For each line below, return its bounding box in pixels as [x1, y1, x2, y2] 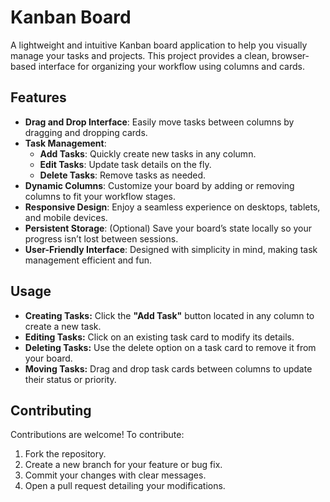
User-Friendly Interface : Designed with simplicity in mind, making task [24, 243, 318, 255]
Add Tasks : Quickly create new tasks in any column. [39, 147, 257, 160]
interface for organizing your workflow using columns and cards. [38, 60, 305, 72]
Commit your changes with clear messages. [24, 469, 207, 481]
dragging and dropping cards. [24, 126, 148, 138]
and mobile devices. [24, 211, 108, 223]
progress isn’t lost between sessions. [24, 232, 179, 245]
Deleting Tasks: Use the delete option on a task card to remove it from [24, 341, 317, 353]
